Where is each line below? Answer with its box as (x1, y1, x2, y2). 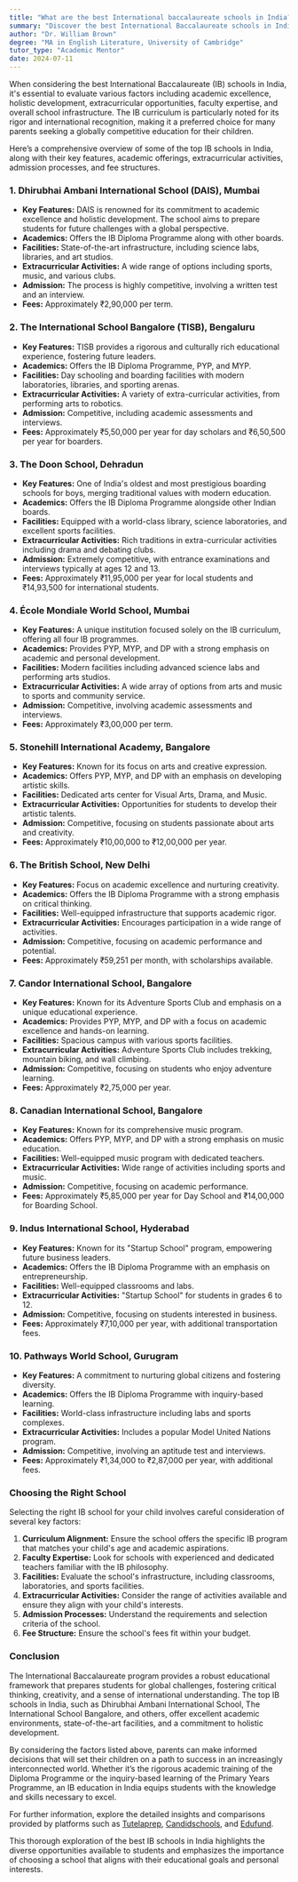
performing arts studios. (21, 672, 111, 683)
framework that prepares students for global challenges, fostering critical (9, 1679, 277, 1690)
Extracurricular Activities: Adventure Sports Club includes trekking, (21, 1045, 272, 1055)
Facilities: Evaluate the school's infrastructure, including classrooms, (21, 1571, 275, 1582)
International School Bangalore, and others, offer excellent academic (9, 1708, 260, 1718)
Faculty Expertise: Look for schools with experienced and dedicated (21, 1552, 275, 1563)
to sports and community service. (21, 691, 145, 701)
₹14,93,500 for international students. (21, 581, 160, 592)
